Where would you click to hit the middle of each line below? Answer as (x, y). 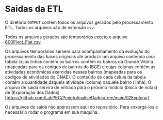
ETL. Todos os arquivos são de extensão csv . (50, 27)
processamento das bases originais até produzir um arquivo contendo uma (80, 56)
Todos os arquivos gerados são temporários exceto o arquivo (66, 37)
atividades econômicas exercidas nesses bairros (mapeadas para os (73, 72)
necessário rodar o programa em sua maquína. (52, 112)
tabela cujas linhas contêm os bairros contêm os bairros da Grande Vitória (79, 61)
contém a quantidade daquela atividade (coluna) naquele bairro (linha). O (78, 82)
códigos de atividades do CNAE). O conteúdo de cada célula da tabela (75, 77)
